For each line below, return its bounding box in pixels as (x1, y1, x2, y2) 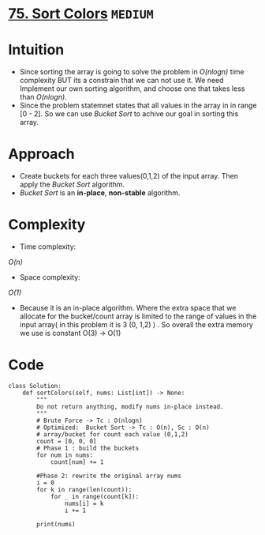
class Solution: (8, 382, 62, 390)
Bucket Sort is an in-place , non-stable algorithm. (19, 188, 181, 198)
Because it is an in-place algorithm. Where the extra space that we (19, 303, 237, 312)
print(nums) (36, 520, 77, 528)
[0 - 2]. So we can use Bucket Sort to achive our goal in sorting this (19, 109, 239, 119)
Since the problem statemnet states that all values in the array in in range (19, 100, 258, 111)
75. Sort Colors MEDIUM (8, 5, 154, 23)
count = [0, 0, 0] (36, 437, 97, 445)
